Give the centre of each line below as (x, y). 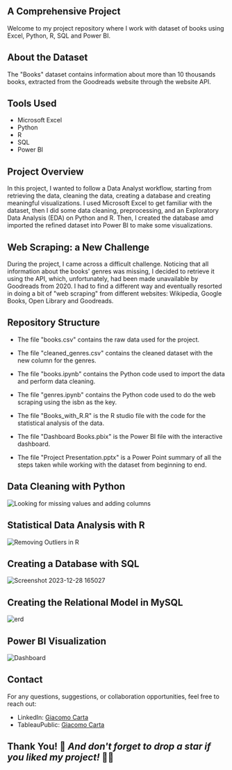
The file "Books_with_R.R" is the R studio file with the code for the (111, 415)
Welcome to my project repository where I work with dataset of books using (116, 28)
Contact (25, 680)
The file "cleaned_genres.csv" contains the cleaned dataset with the (115, 353)
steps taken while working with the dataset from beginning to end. (112, 465)
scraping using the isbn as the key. (67, 402)
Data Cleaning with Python (66, 487)
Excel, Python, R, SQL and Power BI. (59, 35)
